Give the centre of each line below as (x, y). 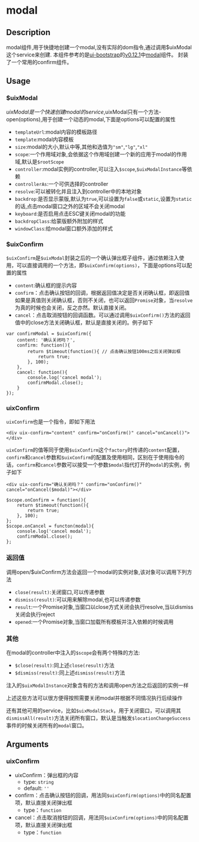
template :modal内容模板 (44, 139)
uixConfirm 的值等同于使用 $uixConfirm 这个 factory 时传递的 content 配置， (94, 450)
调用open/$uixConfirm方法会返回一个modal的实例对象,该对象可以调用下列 (97, 572)
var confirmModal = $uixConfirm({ (49, 333)
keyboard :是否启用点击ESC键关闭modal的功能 (70, 213)
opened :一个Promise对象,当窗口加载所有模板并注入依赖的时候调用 (94, 622)
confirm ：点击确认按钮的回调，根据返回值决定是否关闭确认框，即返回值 (102, 292)
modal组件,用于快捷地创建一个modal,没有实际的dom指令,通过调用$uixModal (99, 47)
